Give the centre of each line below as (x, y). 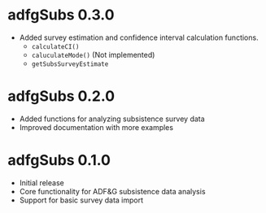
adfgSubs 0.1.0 (59, 161)
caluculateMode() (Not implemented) (93, 54)
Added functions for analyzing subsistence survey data (112, 119)
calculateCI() (55, 46)
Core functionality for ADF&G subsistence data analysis (112, 191)
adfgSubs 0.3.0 (61, 15)
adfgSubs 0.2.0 (61, 96)
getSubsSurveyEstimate (70, 64)
